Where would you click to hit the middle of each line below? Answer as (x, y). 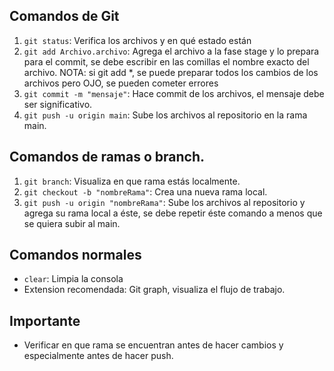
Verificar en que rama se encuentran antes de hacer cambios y (153, 345)
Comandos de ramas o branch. (107, 157)
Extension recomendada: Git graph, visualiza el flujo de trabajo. (154, 290)
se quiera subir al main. (72, 223)
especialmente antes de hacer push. (98, 356)
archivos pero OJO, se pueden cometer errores (121, 83)
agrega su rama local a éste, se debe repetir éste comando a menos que (173, 213)
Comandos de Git (64, 16)
